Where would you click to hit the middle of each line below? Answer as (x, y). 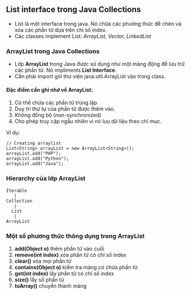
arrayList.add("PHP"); (34, 154)
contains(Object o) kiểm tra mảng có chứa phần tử (76, 267)
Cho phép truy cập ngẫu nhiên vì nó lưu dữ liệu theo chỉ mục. (88, 122)
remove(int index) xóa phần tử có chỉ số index (70, 255)
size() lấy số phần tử (39, 279)
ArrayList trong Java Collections (53, 51)
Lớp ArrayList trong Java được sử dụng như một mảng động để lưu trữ (100, 64)
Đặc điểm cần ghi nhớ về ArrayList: (50, 89)
